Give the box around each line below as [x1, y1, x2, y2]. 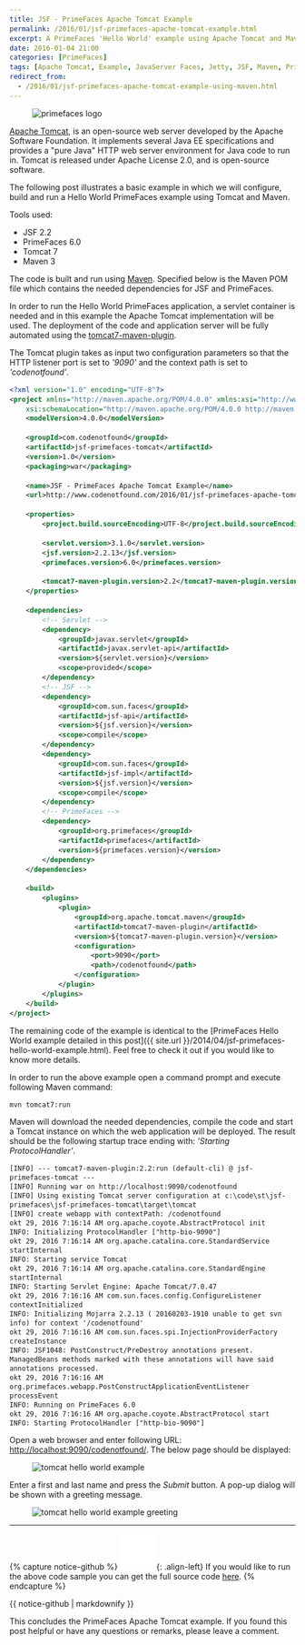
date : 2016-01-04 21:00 [9, 44, 100, 53]
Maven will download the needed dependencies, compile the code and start [9, 1116, 293, 1127]
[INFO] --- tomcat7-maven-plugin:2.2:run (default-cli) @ [9, 1164, 233, 1173]
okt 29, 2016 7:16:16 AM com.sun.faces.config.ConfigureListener [9, 1291, 261, 1300]
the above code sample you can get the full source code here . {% [9, 1570, 256, 1581]
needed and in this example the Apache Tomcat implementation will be [9, 310, 274, 321]
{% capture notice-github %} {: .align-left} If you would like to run [9, 1560, 291, 1572]
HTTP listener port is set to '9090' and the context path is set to [9, 356, 248, 367]
